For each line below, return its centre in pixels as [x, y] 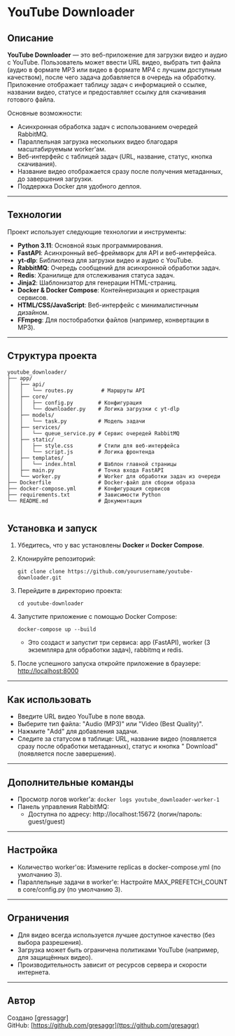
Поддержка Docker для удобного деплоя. [79, 186]
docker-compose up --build [57, 629]
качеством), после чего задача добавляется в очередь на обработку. [112, 77]
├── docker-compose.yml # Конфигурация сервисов [89, 489]
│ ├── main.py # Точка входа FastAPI [86, 470]
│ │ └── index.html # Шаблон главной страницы [92, 464]
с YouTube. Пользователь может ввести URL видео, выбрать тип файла [114, 62]
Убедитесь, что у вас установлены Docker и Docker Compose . [111, 545]
